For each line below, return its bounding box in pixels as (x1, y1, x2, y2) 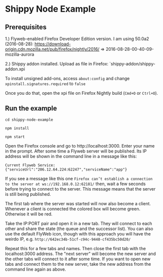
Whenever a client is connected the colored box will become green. (5, 206, 141, 212)
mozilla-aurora (5, 51, 35, 57)
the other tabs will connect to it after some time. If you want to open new (5, 256, 151, 262)
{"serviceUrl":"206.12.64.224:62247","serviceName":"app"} (5, 167, 127, 172)
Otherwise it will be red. (5, 211, 53, 217)
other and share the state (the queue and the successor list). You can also (5, 226, 153, 232)
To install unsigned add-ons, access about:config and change (5, 76, 130, 81)
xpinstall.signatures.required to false (5, 81, 86, 86)
